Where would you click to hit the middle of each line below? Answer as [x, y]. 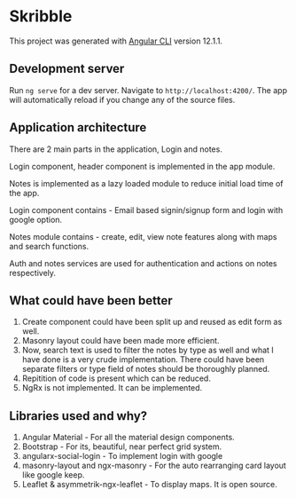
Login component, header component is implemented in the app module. [142, 166]
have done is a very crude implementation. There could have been [143, 360]
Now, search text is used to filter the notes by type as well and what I [148, 350]
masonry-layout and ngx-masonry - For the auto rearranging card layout [154, 466]
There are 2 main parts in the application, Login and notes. [116, 149]
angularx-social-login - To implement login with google [122, 456]
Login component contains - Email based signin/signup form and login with [146, 209]
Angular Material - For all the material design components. [128, 438]
